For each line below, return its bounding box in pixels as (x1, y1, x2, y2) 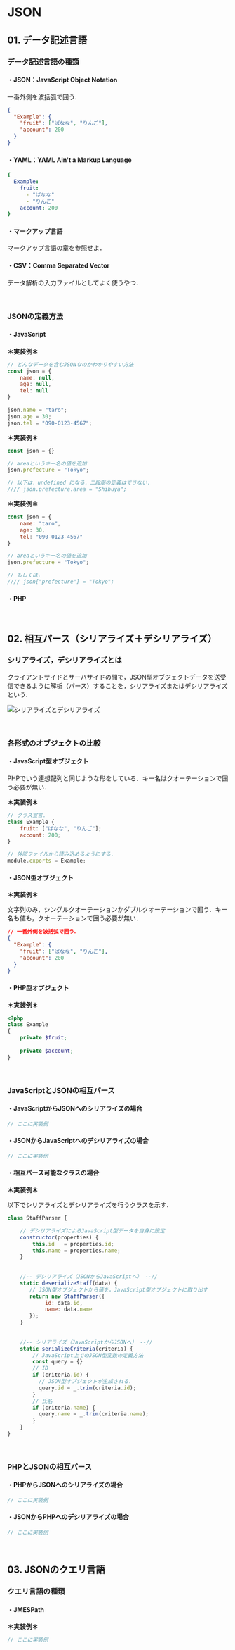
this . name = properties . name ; (32, 1247, 121, 1254)
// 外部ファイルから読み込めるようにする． (7, 851, 116, 858)
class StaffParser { (7, 1215, 68, 1222)
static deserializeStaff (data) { (20, 1280, 118, 1287)
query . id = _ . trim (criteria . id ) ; (38, 1385, 137, 1392)
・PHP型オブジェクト (7, 984, 69, 992)
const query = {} (32, 1358, 83, 1365)
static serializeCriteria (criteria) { (20, 1345, 133, 1352)
